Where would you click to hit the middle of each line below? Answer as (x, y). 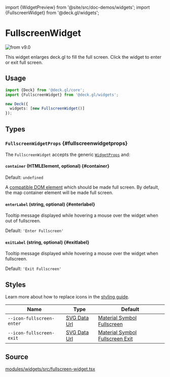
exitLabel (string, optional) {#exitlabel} (47, 242)
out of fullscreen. (23, 221)
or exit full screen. (24, 62)
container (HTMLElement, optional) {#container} (57, 166)
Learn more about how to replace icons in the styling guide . (67, 297)
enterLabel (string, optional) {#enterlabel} (50, 204)
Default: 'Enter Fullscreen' (35, 231)
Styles (16, 285)
